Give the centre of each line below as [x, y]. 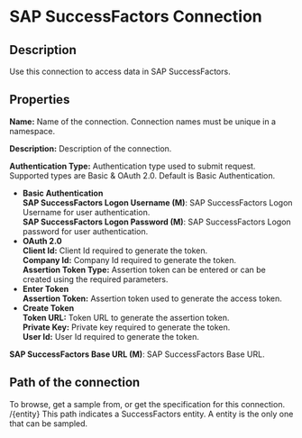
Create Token [48, 307]
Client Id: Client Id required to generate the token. [115, 251]
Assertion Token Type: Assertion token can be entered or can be [144, 269]
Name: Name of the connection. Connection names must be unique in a [143, 121]
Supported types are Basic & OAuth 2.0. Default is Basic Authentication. [142, 175]
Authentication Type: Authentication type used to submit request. [133, 166]
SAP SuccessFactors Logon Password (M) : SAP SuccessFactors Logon [156, 222]
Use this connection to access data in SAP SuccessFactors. [120, 71]
